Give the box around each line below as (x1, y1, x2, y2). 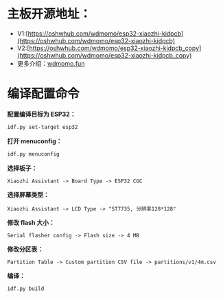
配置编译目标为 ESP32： (7, 110, 76, 118)
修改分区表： (7, 245, 43, 253)
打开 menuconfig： (7, 136, 62, 145)
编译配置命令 (7, 86, 80, 101)
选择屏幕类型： (7, 190, 49, 199)
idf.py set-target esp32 (7, 123, 78, 130)
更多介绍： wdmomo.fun (16, 59, 85, 67)
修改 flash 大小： (7, 218, 55, 226)
